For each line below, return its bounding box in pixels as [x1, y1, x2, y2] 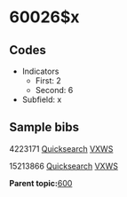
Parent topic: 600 [9, 177, 73, 188]
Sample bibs [9, 120, 80, 135]
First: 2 [35, 75, 61, 86]
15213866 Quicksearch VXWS [9, 161, 118, 171]
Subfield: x [21, 94, 62, 105]
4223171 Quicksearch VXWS [9, 143, 114, 154]
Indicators [21, 66, 60, 76]
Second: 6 [35, 85, 74, 95]
